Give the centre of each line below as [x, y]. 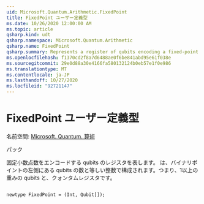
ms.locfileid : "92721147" [39, 86]
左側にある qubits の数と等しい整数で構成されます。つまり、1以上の [113, 170]
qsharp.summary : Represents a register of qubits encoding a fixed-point [103, 52]
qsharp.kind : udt [28, 35]
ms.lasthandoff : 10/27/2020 [42, 80]
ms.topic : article [30, 29]
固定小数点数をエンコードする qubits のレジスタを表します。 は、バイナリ [99, 162]
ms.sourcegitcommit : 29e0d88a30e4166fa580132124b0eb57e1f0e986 [89, 63]
